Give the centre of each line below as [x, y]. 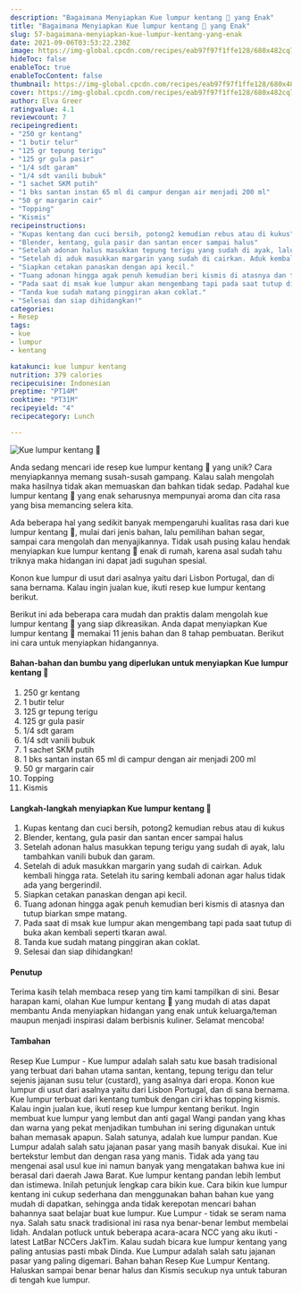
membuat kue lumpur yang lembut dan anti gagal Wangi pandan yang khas [148, 1118]
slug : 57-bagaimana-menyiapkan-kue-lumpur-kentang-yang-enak [126, 34]
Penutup [26, 972]
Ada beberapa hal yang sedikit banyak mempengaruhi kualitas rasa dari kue [150, 522]
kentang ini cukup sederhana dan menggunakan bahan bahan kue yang [142, 1194]
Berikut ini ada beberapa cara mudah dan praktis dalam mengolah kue [139, 614]
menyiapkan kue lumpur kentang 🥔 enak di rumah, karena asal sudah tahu [146, 550]
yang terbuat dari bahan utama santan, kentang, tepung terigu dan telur [142, 1070]
